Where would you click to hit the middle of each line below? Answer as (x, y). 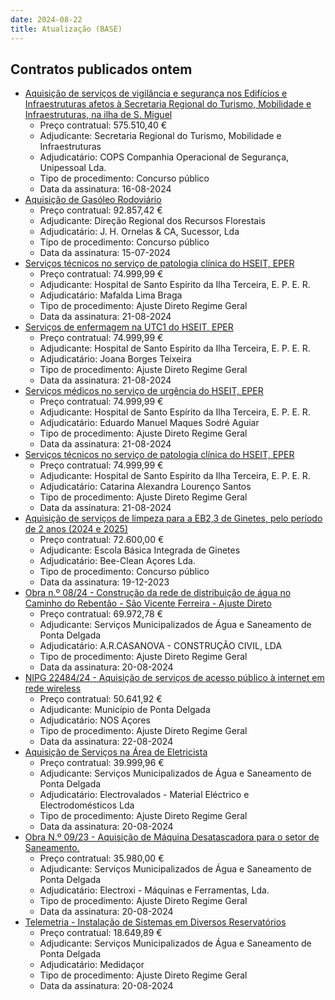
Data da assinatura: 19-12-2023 (104, 582)
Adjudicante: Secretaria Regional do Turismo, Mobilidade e (160, 136)
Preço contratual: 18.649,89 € (101, 933)
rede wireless (53, 688)
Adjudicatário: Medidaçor (92, 965)
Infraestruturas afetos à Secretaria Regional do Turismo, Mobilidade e (168, 104)
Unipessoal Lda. (73, 168)
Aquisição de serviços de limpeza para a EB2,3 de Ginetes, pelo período (173, 518)
